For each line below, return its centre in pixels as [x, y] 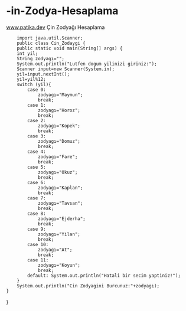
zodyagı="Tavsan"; [60, 203]
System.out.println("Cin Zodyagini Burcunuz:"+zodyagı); [88, 286]
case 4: [37, 152]
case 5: [37, 167]
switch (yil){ [34, 84]
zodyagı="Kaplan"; [60, 188]
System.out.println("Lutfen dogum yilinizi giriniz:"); [87, 64]
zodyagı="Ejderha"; [61, 219]
